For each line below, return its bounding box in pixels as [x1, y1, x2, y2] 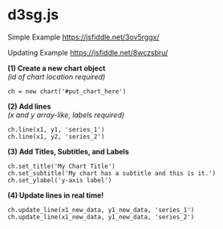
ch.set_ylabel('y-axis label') [7, 176, 112, 184]
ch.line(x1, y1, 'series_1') [7, 125, 105, 133]
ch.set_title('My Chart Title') [7, 162, 116, 170]
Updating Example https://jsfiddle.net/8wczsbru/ [7, 47, 168, 57]
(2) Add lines [7, 101, 51, 111]
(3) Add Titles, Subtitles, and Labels [7, 146, 129, 156]
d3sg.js [7, 6, 59, 24]
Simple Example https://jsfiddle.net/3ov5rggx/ [7, 32, 160, 42]
